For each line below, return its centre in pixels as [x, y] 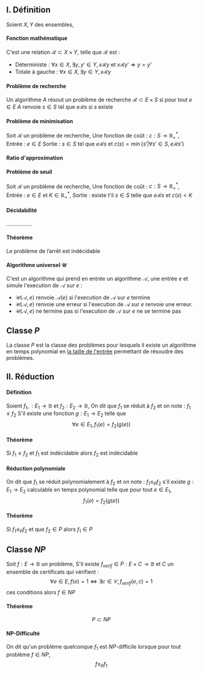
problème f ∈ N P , [28, 655]
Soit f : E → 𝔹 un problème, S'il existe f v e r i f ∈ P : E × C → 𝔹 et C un [90, 565]
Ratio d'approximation [35, 158]
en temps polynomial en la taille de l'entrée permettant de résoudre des [95, 351]
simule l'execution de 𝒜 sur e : [44, 286]
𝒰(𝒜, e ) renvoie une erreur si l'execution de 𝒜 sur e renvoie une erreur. [104, 304]
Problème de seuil [29, 172]
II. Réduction [30, 377]
